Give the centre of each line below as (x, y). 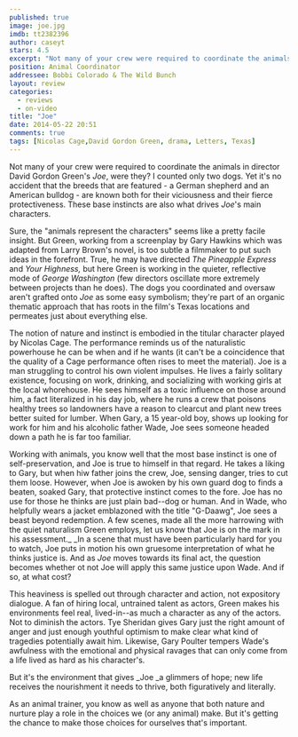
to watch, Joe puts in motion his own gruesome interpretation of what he (142, 548)
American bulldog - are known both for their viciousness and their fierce (141, 194)
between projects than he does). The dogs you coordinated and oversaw (142, 287)
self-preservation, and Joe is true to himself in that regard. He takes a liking (147, 464)
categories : (31, 91)
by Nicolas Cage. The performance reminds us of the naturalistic (127, 342)
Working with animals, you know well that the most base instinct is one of (143, 454)
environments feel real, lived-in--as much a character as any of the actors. (145, 613)
